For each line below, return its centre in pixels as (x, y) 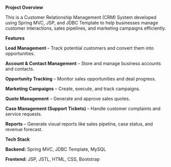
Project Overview (24, 7)
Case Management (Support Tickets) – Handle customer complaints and (83, 109)
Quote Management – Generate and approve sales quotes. (68, 99)
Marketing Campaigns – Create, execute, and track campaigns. (73, 89)
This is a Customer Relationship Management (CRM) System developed (81, 17)
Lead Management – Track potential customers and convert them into (80, 48)
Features (15, 38)
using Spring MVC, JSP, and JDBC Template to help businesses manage (82, 23)
